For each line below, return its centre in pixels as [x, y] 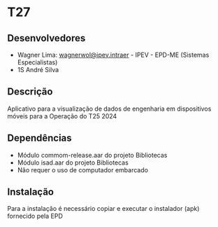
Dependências [39, 138]
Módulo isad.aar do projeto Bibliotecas [73, 163]
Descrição [30, 92]
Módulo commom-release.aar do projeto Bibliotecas [92, 155]
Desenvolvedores [46, 38]
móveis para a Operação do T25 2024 [62, 116]
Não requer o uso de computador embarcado [83, 170]
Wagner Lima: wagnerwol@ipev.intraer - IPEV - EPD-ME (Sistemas [113, 55]
